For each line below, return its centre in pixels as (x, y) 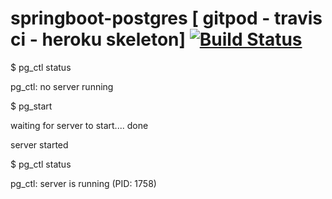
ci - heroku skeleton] (98, 39)
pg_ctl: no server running (62, 86)
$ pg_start (31, 106)
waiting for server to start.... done (79, 125)
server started (39, 144)
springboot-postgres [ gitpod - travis (166, 18)
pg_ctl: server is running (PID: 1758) (83, 183)
